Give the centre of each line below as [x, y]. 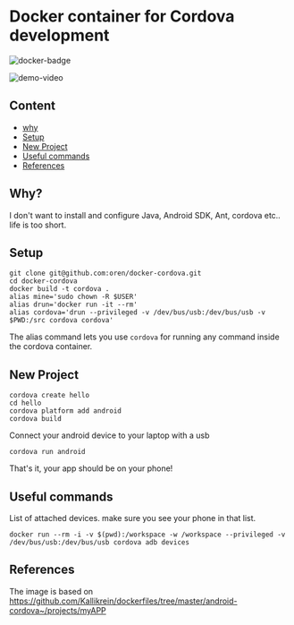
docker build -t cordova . [59, 289]
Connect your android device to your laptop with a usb [109, 435]
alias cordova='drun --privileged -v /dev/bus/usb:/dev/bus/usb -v [138, 312]
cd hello [25, 403]
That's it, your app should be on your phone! [91, 468]
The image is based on [51, 591]
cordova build [36, 419]
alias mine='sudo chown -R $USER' [74, 297]
